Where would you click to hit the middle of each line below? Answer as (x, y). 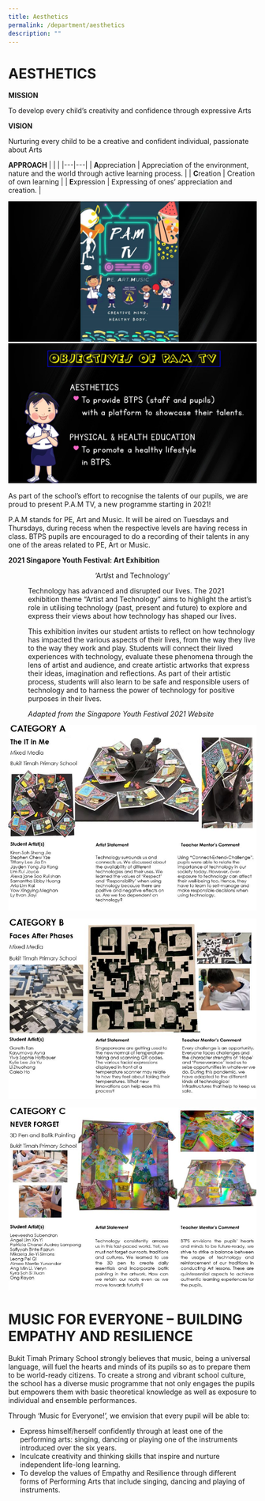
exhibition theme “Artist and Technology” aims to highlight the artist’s (140, 599)
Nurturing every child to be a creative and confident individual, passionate (129, 142)
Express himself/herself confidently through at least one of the (121, 1431)
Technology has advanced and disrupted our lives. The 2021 (126, 591)
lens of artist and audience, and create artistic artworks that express (139, 665)
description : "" (35, 33)
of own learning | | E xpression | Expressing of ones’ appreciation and (120, 182)
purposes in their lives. (65, 699)
